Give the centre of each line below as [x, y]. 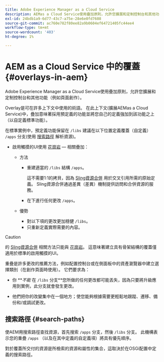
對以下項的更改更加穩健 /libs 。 [59, 221]
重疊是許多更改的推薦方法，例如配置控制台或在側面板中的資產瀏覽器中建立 [80, 263]
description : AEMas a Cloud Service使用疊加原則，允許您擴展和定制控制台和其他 [81, 14]
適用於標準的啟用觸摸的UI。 [33, 253]
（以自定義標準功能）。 [28, 120]
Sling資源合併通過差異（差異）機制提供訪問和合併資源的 [93, 184]
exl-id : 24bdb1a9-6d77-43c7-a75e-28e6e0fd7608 [53, 19]
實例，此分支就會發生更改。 [49, 286]
